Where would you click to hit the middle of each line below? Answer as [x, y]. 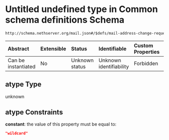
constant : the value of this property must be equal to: [61, 124]
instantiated [22, 66]
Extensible [53, 49]
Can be [16, 60]
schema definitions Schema [65, 20]
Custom [144, 45]
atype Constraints [34, 112]
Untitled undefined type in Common [82, 9]
